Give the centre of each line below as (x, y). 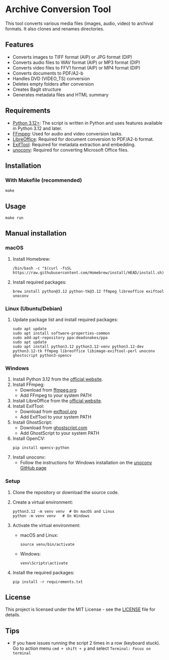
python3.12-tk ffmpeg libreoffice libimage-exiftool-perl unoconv (84, 351)
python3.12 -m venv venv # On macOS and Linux (63, 511)
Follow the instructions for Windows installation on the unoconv (86, 463)
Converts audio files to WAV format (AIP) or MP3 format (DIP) (76, 62)
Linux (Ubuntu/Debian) (34, 308)
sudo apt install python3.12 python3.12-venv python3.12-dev (78, 347)
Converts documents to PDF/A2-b (48, 73)
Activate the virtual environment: (46, 525)
